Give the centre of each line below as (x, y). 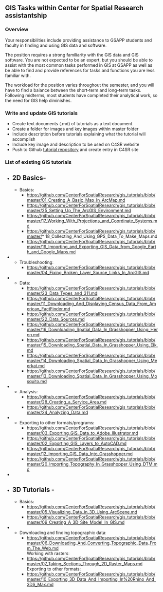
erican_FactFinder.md (48, 308)
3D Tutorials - (33, 490)
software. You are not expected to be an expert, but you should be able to (79, 60)
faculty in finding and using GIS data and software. (56, 45)
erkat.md (36, 365)
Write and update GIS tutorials (41, 113)
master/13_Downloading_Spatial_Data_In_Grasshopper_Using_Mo (92, 376)
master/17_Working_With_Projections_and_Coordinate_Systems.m (92, 221)
